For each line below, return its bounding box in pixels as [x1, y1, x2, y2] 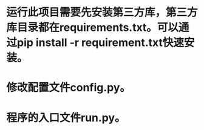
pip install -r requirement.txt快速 [17, 36, 184, 50]
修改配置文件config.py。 [6, 81, 131, 94]
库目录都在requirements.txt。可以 [6, 21, 179, 34]
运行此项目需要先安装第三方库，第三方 [6, 5, 199, 19]
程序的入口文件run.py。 [6, 111, 126, 125]
